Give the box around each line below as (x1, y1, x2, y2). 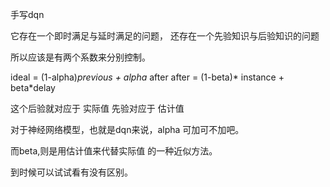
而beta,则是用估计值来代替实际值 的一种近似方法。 (10, 145, 218, 157)
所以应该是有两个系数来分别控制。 (10, 51, 151, 63)
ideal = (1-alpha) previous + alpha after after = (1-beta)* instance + (10, 71, 285, 83)
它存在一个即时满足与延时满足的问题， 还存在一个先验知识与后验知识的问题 (10, 30, 320, 42)
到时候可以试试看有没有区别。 (10, 166, 133, 178)
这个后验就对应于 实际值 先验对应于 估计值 (10, 103, 185, 114)
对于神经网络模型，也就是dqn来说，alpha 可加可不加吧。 (10, 124, 245, 135)
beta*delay (10, 82, 56, 93)
